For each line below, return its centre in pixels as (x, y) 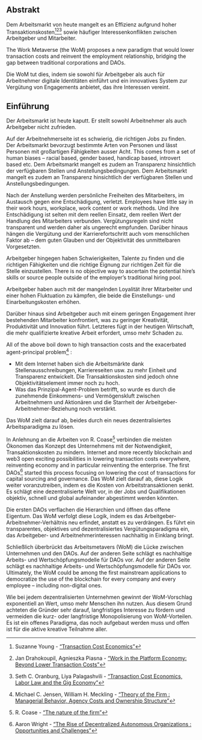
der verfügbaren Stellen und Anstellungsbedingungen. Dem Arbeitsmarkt (97, 171)
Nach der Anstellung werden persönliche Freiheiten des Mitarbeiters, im (95, 195)
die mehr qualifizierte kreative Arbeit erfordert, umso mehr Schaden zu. (95, 333)
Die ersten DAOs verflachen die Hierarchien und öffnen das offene (88, 510)
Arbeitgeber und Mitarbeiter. (41, 38)
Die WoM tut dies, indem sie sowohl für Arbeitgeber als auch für (86, 74)
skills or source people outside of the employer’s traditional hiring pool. (94, 277)
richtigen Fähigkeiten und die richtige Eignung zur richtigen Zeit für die (94, 265)
